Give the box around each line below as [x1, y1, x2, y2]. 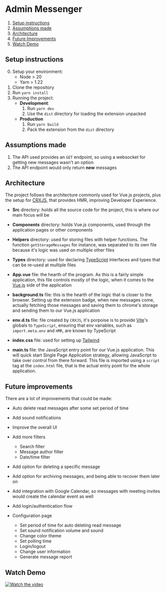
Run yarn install [12, 89, 48, 95]
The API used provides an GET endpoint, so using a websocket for [12, 154, 146, 160]
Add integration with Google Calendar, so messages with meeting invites [12, 488, 161, 494]
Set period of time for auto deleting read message [19, 522, 122, 529]
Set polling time [19, 538, 52, 544]
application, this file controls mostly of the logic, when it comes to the [12, 277, 154, 283]
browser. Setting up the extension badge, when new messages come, [12, 297, 155, 303]
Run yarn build [27, 121, 59, 127]
